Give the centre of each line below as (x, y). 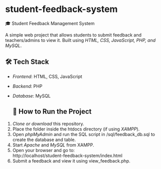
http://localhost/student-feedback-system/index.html (67, 155)
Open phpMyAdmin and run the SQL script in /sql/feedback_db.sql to (84, 134)
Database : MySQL (32, 95)
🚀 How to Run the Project (52, 112)
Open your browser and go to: (44, 150)
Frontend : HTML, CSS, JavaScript (47, 76)
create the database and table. (44, 139)
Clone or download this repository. (48, 123)
